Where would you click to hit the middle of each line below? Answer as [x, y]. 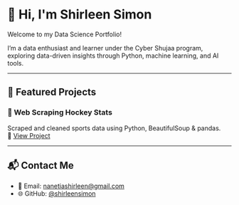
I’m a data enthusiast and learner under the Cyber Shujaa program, [105, 48]
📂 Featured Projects [52, 92]
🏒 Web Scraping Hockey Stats [60, 112]
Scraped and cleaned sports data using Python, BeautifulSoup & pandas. [114, 128]
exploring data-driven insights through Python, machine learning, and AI [113, 56]
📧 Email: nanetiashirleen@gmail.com [71, 186]
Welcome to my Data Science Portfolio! [65, 34]
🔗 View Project [29, 135]
